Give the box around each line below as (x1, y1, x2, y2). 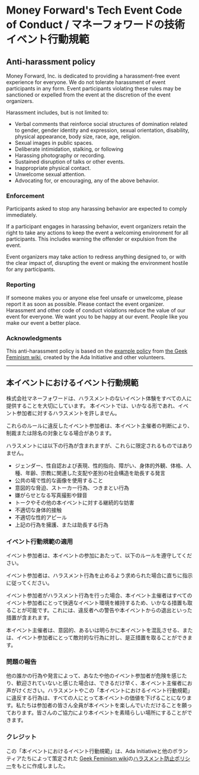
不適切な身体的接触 (14, 506, 62, 514)
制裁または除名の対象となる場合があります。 (6, 430, 115, 437)
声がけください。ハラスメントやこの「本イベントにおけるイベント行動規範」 (6, 687, 193, 694)
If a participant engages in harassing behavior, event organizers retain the (6, 223, 187, 230)
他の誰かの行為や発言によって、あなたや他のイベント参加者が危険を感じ (6, 672, 182, 679)
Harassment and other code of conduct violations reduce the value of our (6, 306, 186, 314)
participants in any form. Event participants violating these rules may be (6, 85, 182, 92)
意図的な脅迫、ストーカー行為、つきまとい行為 (14, 484, 129, 491)
